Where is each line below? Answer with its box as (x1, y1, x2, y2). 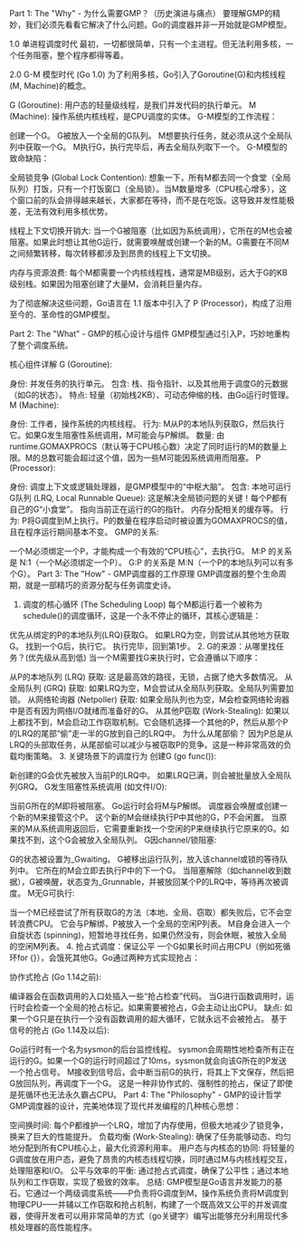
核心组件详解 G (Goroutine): (9, 359, 113, 370)
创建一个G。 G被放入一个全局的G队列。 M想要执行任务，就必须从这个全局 (9, 130, 285, 140)
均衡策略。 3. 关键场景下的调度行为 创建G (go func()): (16, 751, 217, 761)
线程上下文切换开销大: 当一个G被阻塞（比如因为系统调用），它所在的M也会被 (9, 226, 293, 236)
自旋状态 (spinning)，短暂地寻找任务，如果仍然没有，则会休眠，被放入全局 (9, 929, 288, 940)
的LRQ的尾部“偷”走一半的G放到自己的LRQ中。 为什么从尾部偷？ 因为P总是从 (9, 728, 293, 738)
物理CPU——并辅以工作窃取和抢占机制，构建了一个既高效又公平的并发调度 (9, 1199, 288, 1209)
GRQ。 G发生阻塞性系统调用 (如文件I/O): (16, 782, 167, 792)
